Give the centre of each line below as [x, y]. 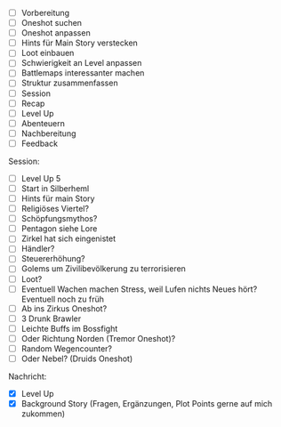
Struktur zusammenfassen [69, 83]
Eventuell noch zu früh [62, 299]
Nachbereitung [48, 133]
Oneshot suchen [51, 23]
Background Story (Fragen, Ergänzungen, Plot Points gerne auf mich [147, 404]
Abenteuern [43, 123]
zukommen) [43, 414]
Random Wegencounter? [67, 348]
